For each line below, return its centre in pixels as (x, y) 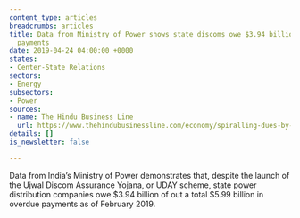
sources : (25, 109)
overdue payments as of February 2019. (83, 204)
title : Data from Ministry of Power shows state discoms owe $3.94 (137, 34)
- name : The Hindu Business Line (71, 117)
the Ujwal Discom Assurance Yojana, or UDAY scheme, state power (133, 185)
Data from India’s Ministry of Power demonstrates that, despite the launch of (150, 175)
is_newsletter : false (50, 142)
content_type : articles (54, 17)
